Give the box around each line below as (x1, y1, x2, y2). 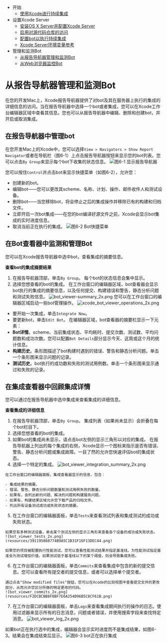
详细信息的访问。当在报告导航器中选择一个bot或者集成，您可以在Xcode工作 (5, 103, 161, 109)
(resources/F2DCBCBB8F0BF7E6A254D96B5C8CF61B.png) (5, 594, 113, 599)
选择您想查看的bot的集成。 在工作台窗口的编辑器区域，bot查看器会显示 (12, 281, 159, 287)
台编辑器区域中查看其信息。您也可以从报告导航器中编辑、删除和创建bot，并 (5, 109, 161, 116)
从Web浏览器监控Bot (19, 60, 63, 66)
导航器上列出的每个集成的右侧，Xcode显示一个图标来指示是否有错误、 (16, 443, 162, 449)
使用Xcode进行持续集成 (19, 10, 68, 16)
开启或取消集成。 (5, 116, 40, 122)
